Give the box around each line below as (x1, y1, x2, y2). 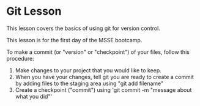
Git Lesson (6, 4, 62, 18)
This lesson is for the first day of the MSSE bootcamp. (6, 36, 143, 44)
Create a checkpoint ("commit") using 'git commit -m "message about (15, 86, 192, 93)
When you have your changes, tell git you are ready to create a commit (15, 73, 194, 80)
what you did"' (15, 93, 53, 100)
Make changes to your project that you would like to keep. (15, 66, 162, 74)
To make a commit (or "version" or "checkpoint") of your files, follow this (6, 48, 190, 56)
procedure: (6, 55, 35, 62)
